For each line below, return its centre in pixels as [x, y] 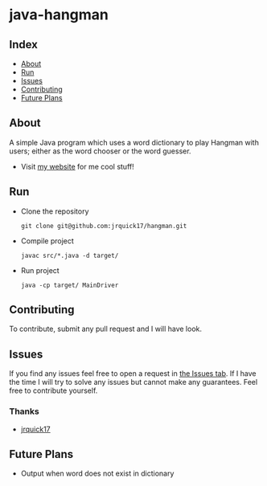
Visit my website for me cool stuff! [78, 166]
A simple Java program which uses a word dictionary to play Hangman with [134, 142]
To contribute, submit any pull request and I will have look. [106, 329]
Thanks [24, 411]
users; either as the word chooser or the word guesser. [100, 151]
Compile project [47, 241]
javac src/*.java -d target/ [70, 255]
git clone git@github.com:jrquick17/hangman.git [104, 226]
